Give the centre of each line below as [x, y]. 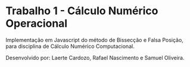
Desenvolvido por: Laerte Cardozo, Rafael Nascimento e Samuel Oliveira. [95, 58]
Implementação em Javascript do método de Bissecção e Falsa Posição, [95, 40]
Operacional [37, 23]
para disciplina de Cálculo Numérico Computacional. [70, 46]
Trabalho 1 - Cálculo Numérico [82, 11]
